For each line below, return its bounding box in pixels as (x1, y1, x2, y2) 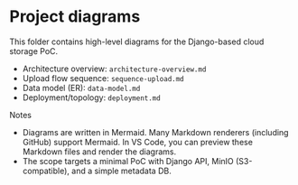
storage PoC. (9, 45, 59, 56)
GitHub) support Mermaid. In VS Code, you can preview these (22, 136, 253, 147)
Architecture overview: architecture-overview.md (22, 63, 207, 74)
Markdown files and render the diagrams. (22, 146, 177, 157)
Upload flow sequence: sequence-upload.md (22, 72, 185, 83)
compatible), (22, 165, 70, 176)
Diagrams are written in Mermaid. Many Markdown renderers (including (22, 126, 289, 137)
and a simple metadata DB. (71, 165, 172, 176)
